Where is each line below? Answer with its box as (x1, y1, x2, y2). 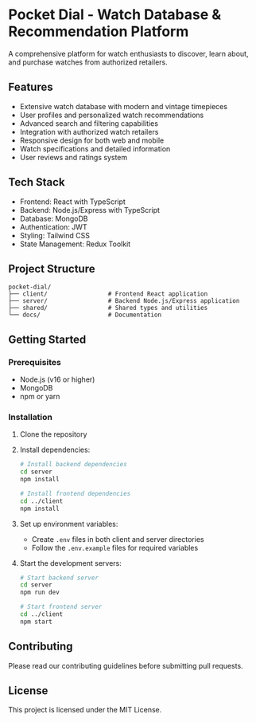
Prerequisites (8, 356, 61, 367)
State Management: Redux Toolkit (19, 239, 131, 249)
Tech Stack (8, 175, 65, 189)
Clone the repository (19, 430, 87, 439)
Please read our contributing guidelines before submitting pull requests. (8, 661, 244, 670)
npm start (19, 618, 53, 626)
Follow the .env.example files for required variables (31, 543, 199, 552)
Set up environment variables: (19, 519, 118, 528)
